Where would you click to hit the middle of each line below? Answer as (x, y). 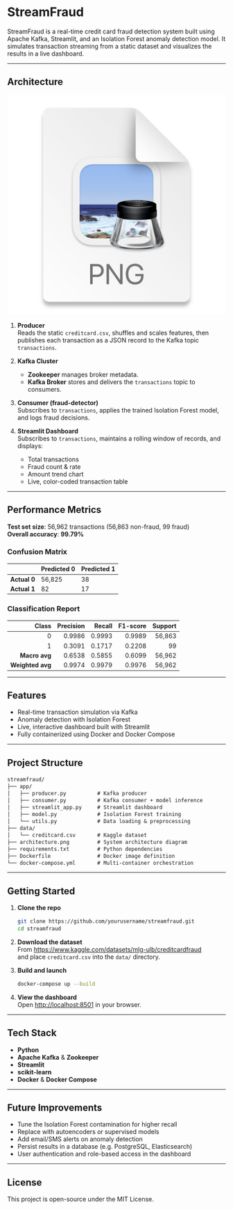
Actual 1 (23, 589)
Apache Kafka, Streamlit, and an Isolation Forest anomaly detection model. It (116, 38)
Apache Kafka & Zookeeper (58, 1057)
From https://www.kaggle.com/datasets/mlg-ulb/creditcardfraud (109, 949)
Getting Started (41, 891)
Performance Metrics (54, 510)
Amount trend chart (55, 474)
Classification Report (44, 609)
